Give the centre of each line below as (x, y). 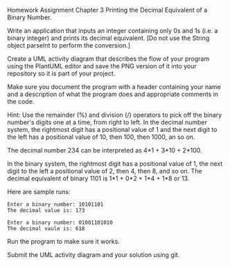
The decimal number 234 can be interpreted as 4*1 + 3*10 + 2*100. (105, 150)
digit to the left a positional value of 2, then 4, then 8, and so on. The (105, 171)
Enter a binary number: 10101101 (55, 205)
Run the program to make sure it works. (63, 241)
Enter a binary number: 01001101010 (60, 222)
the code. (21, 102)
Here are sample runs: (39, 192)
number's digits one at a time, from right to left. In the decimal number (107, 122)
